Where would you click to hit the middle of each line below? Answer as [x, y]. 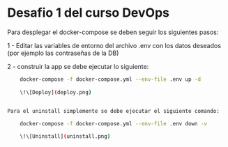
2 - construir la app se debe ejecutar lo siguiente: [78, 66]
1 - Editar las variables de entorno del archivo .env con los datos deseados [114, 45]
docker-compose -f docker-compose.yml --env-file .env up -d [110, 79]
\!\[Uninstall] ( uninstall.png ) [65, 137]
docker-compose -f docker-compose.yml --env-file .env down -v [114, 124]
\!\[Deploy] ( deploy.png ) [56, 92]
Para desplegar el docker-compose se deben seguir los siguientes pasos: [113, 32]
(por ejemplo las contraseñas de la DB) [63, 53]
